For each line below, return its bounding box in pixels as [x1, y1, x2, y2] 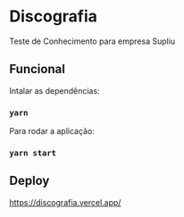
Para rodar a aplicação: [9, 126, 96, 137]
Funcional [9, 62, 65, 77]
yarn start [9, 147, 56, 158]
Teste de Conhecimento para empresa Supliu [9, 36, 176, 46]
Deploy [9, 173, 50, 188]
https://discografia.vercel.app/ [9, 196, 121, 207]
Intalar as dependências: [9, 85, 100, 96]
